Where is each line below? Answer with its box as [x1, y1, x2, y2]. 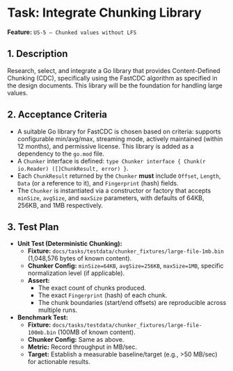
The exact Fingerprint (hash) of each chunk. [38, 291, 168, 299]
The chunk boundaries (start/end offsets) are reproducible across [38, 299, 227, 307]
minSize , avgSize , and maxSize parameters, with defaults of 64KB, [17, 193, 204, 202]
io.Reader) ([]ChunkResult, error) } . [17, 164, 129, 172]
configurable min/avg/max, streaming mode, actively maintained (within [17, 134, 223, 143]
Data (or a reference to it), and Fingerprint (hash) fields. [17, 179, 179, 187]
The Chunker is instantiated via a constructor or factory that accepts [17, 186, 211, 195]
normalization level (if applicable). [27, 269, 125, 277]
